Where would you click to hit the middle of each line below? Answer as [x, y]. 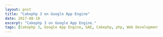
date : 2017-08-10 [23, 18]
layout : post [18, 9]
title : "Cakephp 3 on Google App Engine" [48, 14]
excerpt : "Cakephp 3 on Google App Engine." [51, 23]
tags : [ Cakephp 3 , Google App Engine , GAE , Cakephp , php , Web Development [82, 27]
